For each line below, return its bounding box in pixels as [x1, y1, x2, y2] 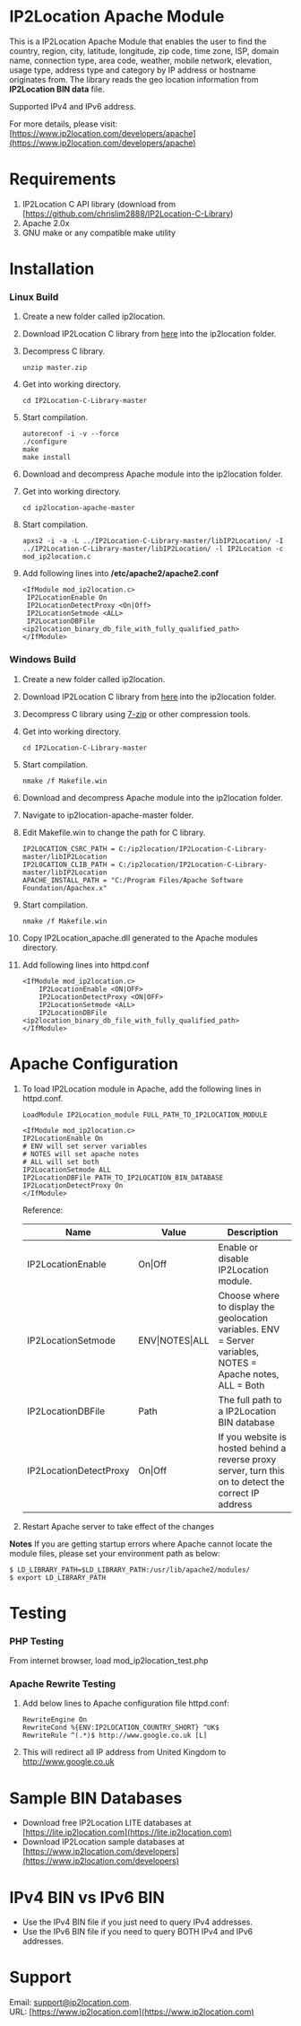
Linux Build [9, 290, 59, 303]
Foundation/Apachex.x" [21, 883, 107, 892]
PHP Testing [9, 1635, 64, 1647]
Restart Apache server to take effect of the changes [21, 1521, 215, 1531]
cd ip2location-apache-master [21, 504, 136, 513]
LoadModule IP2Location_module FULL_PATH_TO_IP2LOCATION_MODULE [21, 1110, 268, 1119]
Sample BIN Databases [9, 1788, 183, 1808]
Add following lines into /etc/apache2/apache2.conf [21, 568, 219, 579]
